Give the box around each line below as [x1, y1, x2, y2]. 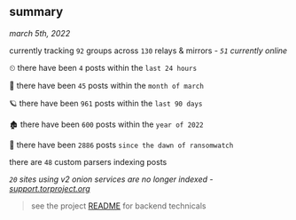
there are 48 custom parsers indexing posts [9, 156, 167, 167]
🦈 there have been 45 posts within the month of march [9, 80, 204, 90]
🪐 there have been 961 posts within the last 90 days [9, 98, 203, 108]
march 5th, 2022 [9, 27, 71, 38]
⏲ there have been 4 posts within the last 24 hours [9, 62, 198, 73]
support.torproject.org [9, 183, 90, 193]
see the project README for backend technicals [30, 200, 206, 211]
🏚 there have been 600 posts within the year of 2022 [9, 119, 204, 130]
